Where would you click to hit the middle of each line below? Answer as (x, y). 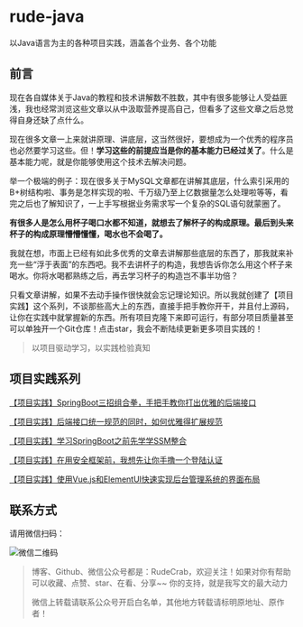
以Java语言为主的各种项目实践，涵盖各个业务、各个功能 (113, 42)
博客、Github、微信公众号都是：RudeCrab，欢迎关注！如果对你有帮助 (161, 572)
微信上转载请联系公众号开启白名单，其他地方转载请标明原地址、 (150, 603)
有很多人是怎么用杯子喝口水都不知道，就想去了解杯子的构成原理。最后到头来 (151, 222)
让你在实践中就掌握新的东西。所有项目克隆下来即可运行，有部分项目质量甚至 (151, 317)
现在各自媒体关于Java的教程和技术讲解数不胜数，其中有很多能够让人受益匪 (149, 97)
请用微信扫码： (37, 533)
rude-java (47, 17)
